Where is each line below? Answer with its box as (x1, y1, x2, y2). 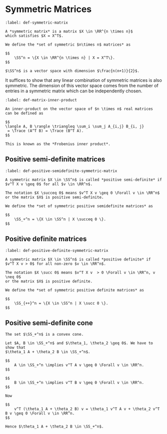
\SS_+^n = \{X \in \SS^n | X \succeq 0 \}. (14, 217, 106, 222)
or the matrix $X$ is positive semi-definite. (5, 195, 104, 200)
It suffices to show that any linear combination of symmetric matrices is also (5, 77, 162, 83)
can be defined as (5, 110, 43, 116)
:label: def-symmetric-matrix (5, 20, 68, 25)
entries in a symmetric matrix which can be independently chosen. (5, 88, 142, 94)
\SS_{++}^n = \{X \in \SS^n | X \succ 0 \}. (14, 301, 108, 306)
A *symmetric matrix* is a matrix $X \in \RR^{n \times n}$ (5, 29, 133, 34)
